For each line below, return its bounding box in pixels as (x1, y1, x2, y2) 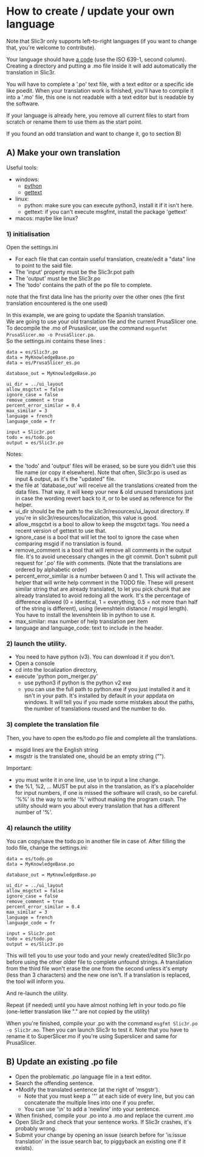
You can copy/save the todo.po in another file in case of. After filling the (6, 837, 186, 845)
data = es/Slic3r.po (6, 349, 59, 355)
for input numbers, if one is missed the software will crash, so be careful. (15, 789, 198, 796)
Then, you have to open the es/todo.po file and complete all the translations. (6, 734, 197, 741)
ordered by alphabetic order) (15, 566, 87, 574)
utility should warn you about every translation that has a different (15, 802, 180, 809)
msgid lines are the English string (15, 746, 98, 753)
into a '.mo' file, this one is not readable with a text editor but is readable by (6, 93, 194, 101)
